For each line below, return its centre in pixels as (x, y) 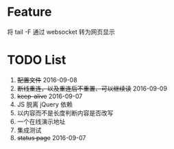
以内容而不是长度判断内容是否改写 (65, 113)
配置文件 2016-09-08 (47, 80)
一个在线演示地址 (41, 122)
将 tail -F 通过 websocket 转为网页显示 (61, 32)
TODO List (37, 60)
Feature (29, 12)
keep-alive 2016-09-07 (50, 96)
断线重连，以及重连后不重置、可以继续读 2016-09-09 (92, 88)
